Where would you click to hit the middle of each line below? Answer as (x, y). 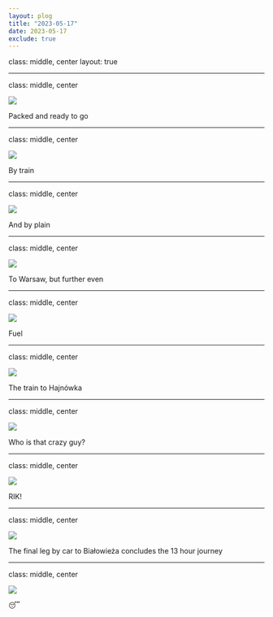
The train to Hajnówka (45, 388)
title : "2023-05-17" (43, 24)
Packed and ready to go (48, 116)
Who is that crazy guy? (47, 442)
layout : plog (30, 16)
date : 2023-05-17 (38, 31)
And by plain (30, 225)
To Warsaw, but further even (56, 279)
